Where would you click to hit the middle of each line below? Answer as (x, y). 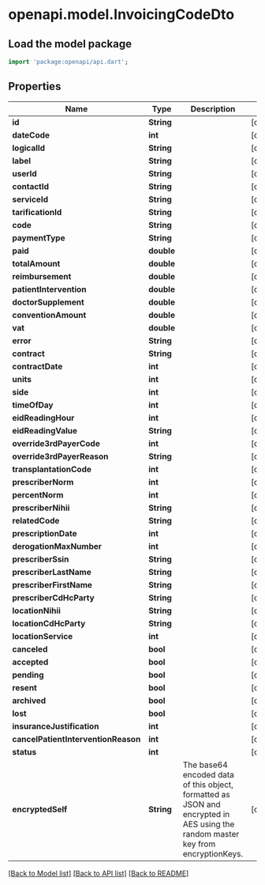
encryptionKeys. (213, 853)
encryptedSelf (40, 809)
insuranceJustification (56, 726)
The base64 (205, 765)
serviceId (30, 199)
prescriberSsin (41, 559)
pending (28, 675)
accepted (30, 662)
